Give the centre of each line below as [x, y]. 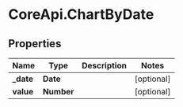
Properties [35, 44]
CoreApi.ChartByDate [81, 15]
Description [104, 66]
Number [58, 92]
